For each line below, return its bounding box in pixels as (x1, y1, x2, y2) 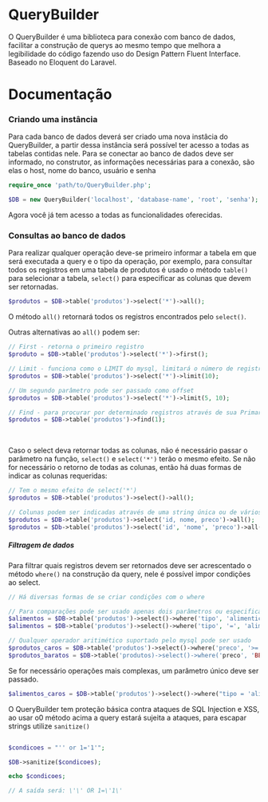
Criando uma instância (8, 114, 98, 125)
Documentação (8, 85, 112, 104)
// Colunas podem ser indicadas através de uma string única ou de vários (8, 508, 262, 516)
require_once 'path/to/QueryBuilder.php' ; (8, 181, 152, 189)
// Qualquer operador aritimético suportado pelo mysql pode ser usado (8, 637, 251, 645)
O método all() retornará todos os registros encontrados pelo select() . (8, 312, 246, 322)
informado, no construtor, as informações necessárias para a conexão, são (8, 157, 255, 167)
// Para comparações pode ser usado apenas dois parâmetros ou (8, 607, 223, 615)
